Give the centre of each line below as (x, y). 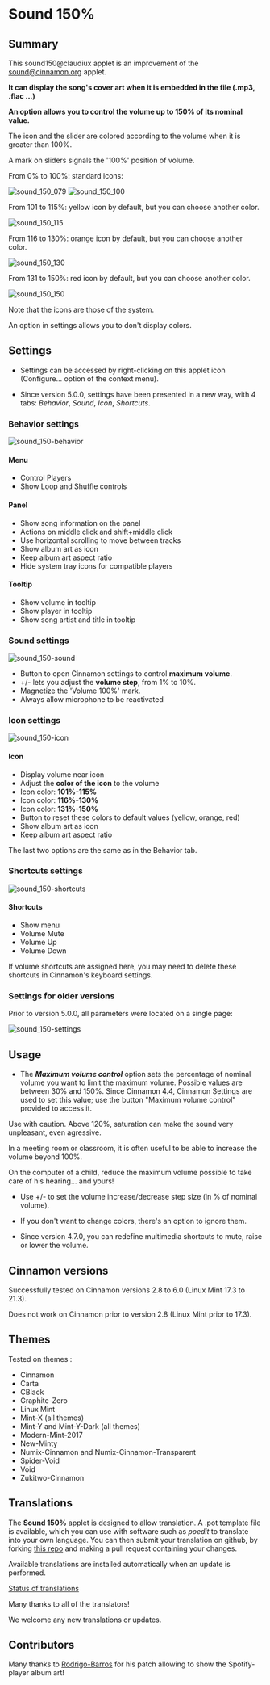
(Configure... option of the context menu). (89, 378)
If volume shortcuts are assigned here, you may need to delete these (123, 967)
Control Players (46, 478)
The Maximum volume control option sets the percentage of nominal (135, 1074)
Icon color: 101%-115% (58, 792)
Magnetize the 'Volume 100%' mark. (80, 691)
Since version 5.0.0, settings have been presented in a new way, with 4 (138, 394)
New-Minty (39, 1443)
